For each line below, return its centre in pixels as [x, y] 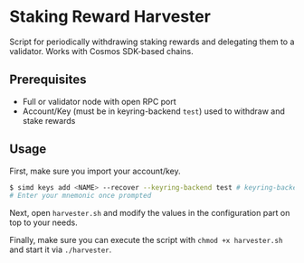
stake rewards [49, 120]
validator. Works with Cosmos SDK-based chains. [101, 51]
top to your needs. [44, 222]
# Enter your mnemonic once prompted [81, 196]
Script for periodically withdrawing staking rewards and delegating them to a [152, 42]
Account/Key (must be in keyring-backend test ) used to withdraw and [153, 111]
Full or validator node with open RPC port [99, 101]
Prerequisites [48, 80]
